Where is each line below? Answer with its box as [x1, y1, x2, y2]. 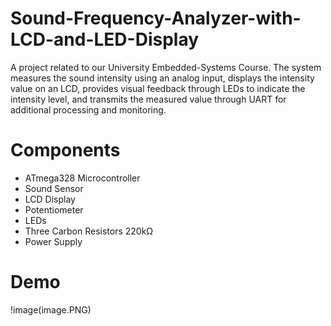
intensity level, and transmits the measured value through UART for [10, 93, 287, 105]
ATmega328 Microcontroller [24, 172, 141, 184]
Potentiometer [24, 203, 84, 216]
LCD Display [24, 193, 76, 205]
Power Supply [24, 235, 83, 247]
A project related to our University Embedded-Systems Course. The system [10, 61, 322, 73]
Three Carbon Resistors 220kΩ [24, 225, 154, 237]
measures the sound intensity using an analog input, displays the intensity [10, 72, 315, 84]
